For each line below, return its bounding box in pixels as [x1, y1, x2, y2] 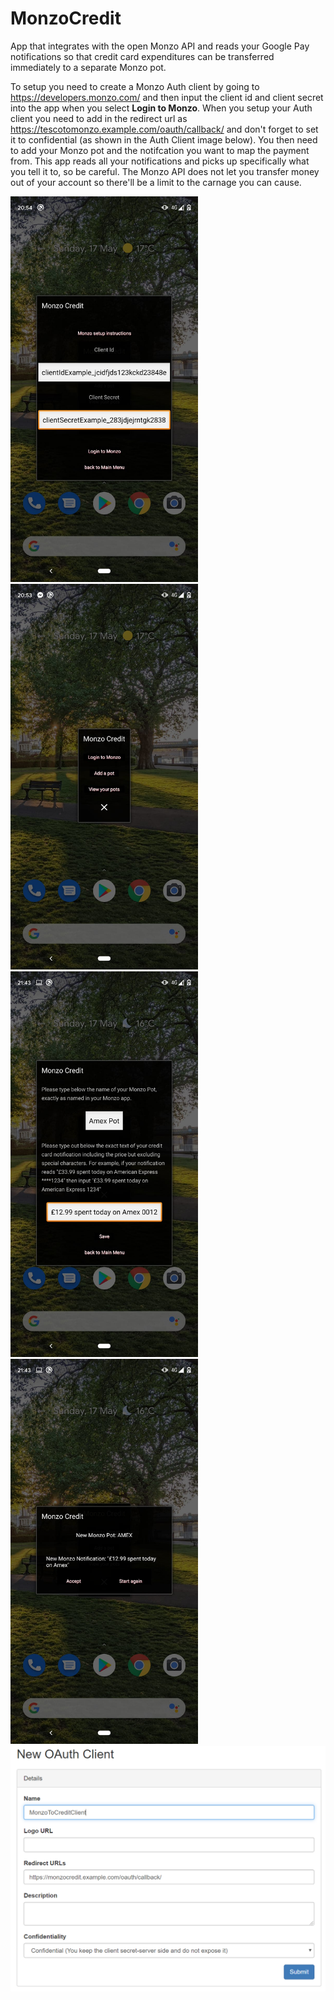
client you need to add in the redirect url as [10, 112, 188, 124]
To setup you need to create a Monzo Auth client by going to [10, 80, 260, 92]
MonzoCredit [10, 7, 122, 30]
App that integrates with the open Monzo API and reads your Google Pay [10, 40, 310, 52]
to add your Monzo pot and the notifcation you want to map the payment [10, 144, 310, 156]
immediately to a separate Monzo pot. [10, 61, 167, 73]
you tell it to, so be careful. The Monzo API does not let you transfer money [10, 165, 320, 177]
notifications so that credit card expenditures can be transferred [10, 50, 275, 62]
